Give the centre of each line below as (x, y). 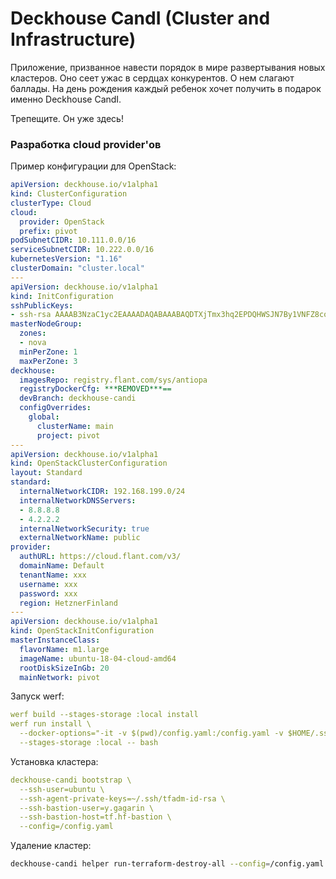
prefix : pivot (48, 231)
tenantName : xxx (53, 575)
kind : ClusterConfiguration (69, 194)
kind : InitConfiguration (62, 296)
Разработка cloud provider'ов (86, 144)
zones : (33, 333)
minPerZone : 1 (48, 352)
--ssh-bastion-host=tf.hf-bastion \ (95, 817)
